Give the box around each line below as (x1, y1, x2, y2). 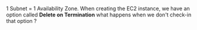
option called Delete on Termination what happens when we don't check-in (6, 11, 192, 18)
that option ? (6, 18, 37, 24)
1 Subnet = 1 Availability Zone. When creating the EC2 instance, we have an (6, 5, 190, 12)
